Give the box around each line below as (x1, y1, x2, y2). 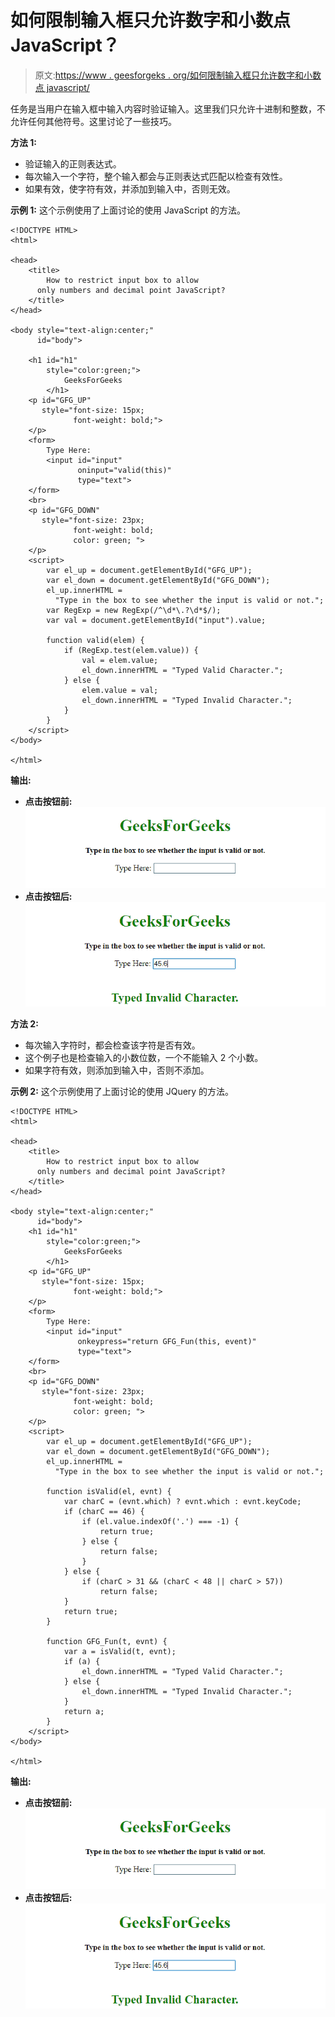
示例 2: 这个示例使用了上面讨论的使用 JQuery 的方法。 (10, 1086, 235, 1098)
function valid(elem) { (46, 635, 145, 645)
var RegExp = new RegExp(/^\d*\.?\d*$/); (46, 605, 222, 615)
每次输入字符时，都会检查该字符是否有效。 (24, 1039, 201, 1051)
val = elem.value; (81, 655, 159, 665)
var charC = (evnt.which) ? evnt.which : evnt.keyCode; (63, 1497, 302, 1507)
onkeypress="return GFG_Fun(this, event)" (77, 1337, 257, 1347)
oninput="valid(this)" (77, 465, 172, 475)
